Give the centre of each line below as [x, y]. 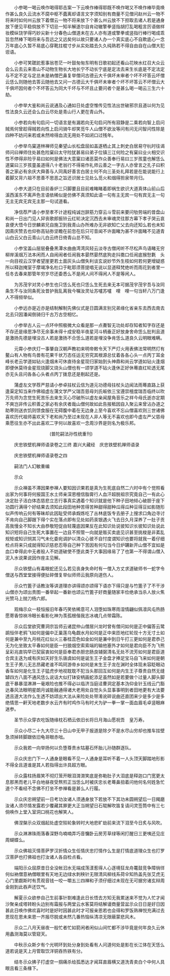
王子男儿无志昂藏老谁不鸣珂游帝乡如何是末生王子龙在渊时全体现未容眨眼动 [87, 664]
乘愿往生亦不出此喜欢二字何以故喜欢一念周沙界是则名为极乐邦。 [72, 423]
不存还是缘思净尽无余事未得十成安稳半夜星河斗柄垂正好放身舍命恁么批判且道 [85, 331]
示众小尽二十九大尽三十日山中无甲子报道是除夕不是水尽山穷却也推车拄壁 [89, 730]
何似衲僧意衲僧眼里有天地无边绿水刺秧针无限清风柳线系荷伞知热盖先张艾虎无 [85, 874]
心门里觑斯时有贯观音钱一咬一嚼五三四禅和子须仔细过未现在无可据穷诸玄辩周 [85, 880]
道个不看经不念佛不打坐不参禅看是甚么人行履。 [54, 788]
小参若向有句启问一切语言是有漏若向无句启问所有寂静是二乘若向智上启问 [89, 123]
